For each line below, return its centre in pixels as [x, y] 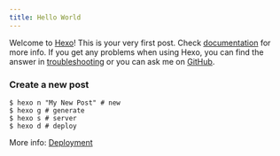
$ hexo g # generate [47, 110]
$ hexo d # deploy [43, 126]
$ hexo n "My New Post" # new [65, 103]
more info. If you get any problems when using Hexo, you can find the [136, 52]
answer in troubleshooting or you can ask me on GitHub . [112, 61]
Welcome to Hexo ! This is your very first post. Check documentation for [140, 43]
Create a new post [49, 84]
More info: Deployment [51, 142]
